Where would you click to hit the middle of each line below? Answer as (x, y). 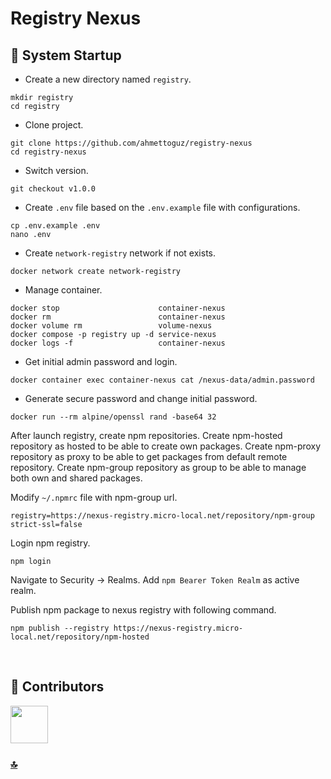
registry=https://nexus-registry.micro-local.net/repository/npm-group (162, 516)
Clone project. (54, 125)
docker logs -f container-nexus (118, 343)
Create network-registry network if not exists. (120, 253)
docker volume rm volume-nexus (111, 326)
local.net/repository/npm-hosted (80, 637)
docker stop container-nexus (118, 308)
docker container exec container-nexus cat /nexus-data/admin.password (162, 380)
